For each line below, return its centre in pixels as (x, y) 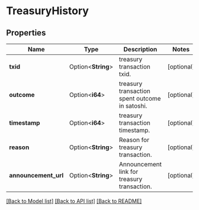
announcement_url (36, 175)
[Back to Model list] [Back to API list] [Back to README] (74, 201)
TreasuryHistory (47, 11)
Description (140, 49)
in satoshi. (133, 106)
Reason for (134, 140)
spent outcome (140, 98)
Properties (26, 33)
